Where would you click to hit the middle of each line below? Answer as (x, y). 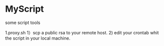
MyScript (25, 9)
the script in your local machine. (38, 38)
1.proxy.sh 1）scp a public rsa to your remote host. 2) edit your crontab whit (82, 32)
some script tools (23, 23)
